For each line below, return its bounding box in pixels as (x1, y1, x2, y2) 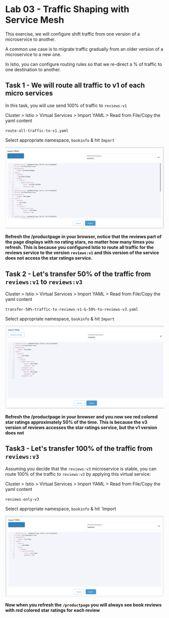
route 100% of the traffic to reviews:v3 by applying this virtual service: (5, 471, 151, 477)
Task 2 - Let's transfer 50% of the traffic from (5, 270, 151, 278)
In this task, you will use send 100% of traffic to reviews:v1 (5, 102, 127, 108)
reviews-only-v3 (5, 497, 39, 502)
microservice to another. (5, 36, 56, 42)
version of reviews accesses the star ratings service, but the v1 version (5, 424, 157, 430)
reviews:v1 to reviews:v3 (5, 277, 83, 286)
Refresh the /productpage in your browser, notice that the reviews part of (5, 233, 162, 240)
